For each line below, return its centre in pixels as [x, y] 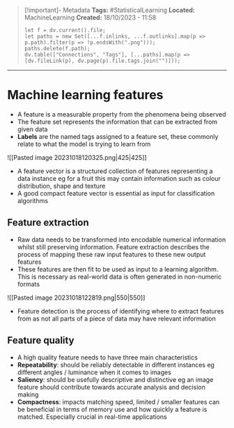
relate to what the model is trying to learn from [84, 144]
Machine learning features [85, 95]
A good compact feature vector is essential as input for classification [116, 193]
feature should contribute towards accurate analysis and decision [111, 387]
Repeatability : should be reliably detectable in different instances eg [116, 364]
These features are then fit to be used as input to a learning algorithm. [118, 269]
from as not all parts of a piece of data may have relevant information [116, 318]
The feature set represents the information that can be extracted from [117, 121]
